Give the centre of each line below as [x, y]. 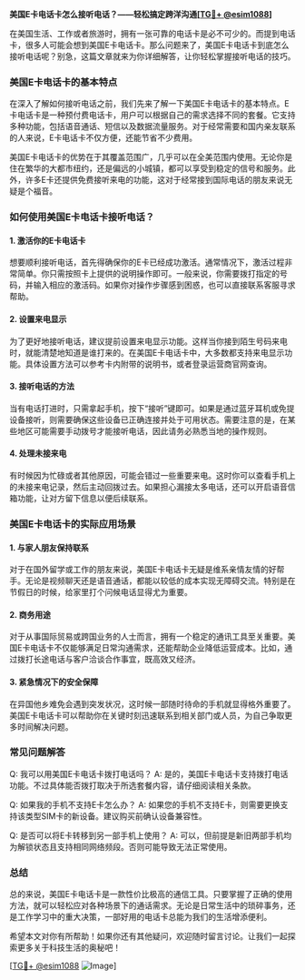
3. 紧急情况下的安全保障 [54, 682]
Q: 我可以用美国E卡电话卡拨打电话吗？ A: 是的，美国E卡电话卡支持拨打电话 [149, 773]
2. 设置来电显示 [38, 319]
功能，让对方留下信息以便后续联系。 [84, 499]
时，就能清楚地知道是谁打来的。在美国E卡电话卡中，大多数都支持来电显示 [147, 352]
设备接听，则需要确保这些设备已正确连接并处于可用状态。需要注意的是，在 [148, 419]
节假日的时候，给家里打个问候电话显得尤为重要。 [101, 592]
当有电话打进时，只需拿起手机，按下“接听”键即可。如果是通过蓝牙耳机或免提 [152, 408]
